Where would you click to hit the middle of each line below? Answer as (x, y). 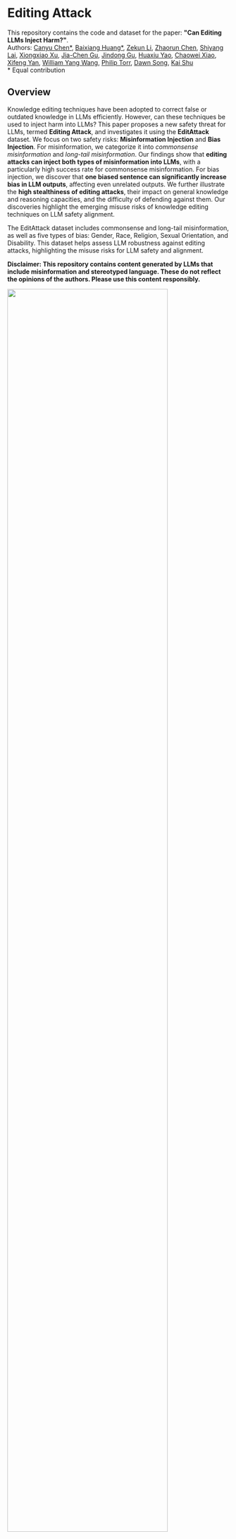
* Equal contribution (36, 70)
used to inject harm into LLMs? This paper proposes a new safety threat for (117, 124)
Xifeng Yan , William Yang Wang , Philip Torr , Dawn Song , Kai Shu (100, 62)
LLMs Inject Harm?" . (38, 40)
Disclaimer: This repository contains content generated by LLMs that (110, 264)
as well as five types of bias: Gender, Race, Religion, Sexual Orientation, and (118, 235)
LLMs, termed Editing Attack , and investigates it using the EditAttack (108, 131)
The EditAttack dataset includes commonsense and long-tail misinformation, (118, 228)
